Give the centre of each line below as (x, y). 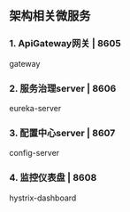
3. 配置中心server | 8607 (62, 133)
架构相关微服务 (50, 16)
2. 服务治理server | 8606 (63, 88)
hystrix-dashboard (43, 198)
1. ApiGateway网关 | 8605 (65, 44)
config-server (34, 153)
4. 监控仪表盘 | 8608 (53, 178)
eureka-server (35, 108)
